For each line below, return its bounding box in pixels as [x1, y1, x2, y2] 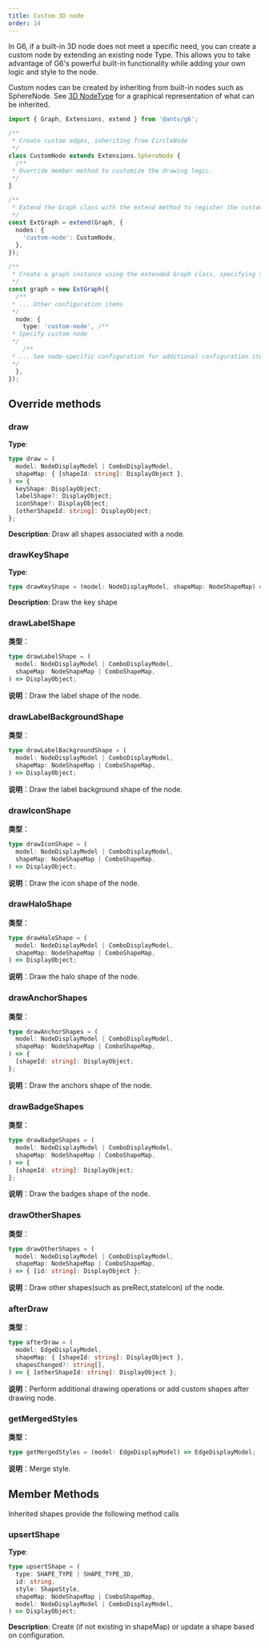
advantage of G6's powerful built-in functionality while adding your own [8, 58, 246, 68]
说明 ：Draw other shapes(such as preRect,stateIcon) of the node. [8, 1283, 226, 1292]
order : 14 [8, 19, 42, 27]
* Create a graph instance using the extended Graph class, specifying [11, 271, 256, 279]
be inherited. [8, 100, 50, 109]
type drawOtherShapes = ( [8, 1245, 94, 1253]
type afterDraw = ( [8, 1338, 74, 1347]
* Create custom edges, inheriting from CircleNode [11, 137, 188, 145]
